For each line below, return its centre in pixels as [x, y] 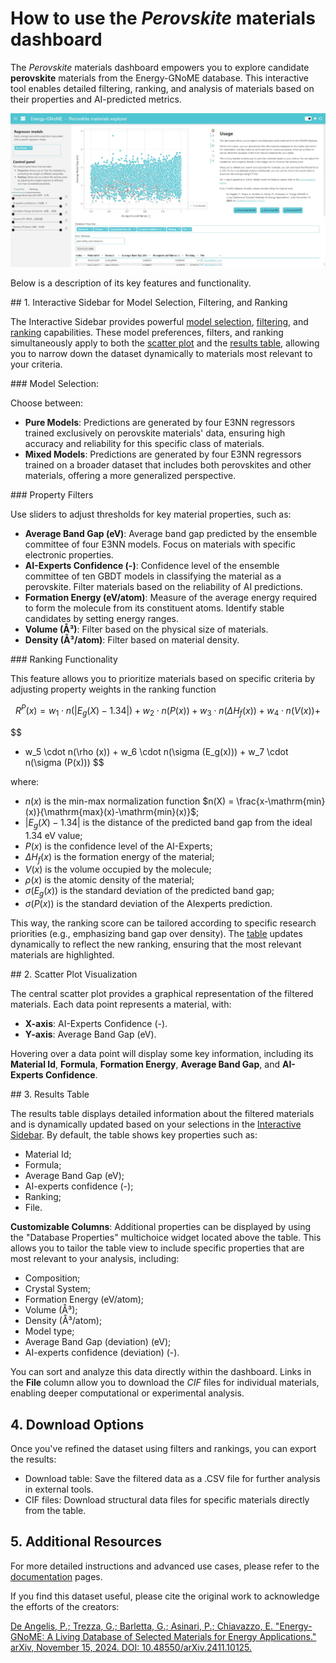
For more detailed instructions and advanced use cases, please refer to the [165, 1566]
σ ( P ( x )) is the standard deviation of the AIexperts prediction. [148, 904]
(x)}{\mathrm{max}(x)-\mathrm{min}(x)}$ [110, 811]
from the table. [55, 1510]
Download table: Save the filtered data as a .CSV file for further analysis [172, 1478]
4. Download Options [77, 1424]
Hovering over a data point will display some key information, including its [162, 1054]
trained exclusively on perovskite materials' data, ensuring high [155, 433]
